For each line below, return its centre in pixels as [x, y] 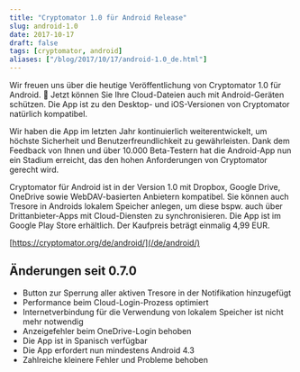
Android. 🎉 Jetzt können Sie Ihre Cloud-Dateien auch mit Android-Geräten [147, 95]
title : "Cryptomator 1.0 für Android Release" [98, 18]
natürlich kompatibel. [49, 114]
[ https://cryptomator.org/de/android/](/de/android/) [105, 243]
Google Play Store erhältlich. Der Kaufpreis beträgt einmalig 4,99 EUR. [140, 225]
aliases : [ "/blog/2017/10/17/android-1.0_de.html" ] [108, 59]
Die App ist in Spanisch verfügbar [85, 340]
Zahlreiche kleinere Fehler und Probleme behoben [115, 359]
